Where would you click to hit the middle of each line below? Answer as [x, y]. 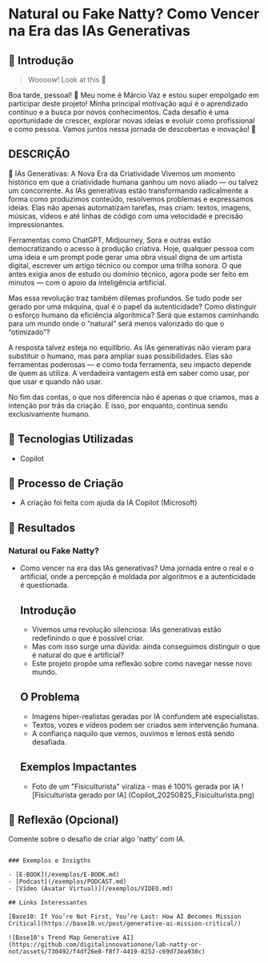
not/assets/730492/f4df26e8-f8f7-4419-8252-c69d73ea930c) [107, 952]
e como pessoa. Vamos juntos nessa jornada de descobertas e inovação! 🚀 [132, 129]
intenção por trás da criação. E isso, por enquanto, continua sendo [118, 406]
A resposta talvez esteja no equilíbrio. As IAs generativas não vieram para [130, 347]
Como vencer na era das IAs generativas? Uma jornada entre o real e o [137, 568]
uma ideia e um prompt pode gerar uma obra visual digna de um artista [125, 257]
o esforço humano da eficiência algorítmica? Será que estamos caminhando [134, 315]
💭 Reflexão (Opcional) [64, 819]
